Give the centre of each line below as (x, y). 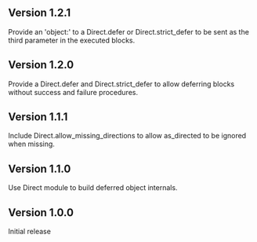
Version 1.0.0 (41, 213)
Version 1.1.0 (40, 169)
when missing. (31, 144)
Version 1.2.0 (41, 65)
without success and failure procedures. (73, 92)
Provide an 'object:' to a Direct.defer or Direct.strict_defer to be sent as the (128, 31)
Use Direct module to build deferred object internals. (93, 188)
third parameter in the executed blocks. (72, 40)
